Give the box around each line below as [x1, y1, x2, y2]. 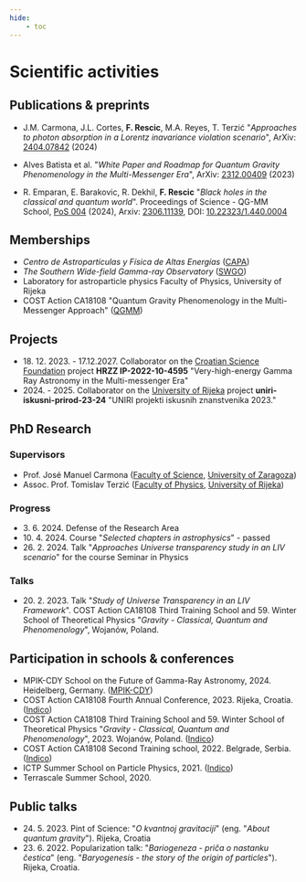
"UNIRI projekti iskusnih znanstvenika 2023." [108, 395, 277, 406]
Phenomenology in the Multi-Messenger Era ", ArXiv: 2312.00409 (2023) [22, 168, 295, 179]
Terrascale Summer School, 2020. [22, 772, 153, 783]
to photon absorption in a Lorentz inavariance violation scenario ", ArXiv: [22, 132, 297, 143]
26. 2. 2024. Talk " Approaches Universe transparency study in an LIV [22, 542, 286, 553]
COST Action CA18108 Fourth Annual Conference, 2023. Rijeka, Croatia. [22, 695, 294, 706]
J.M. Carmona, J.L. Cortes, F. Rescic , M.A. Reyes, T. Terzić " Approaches [22, 122, 297, 133]
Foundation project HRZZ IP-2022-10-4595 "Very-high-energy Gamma [22, 366, 293, 377]
